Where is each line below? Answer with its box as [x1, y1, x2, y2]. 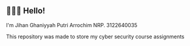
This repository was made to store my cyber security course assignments [6, 33, 185, 40]
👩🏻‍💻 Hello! [6, 6, 45, 16]
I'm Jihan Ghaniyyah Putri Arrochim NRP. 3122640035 [6, 21, 138, 28]
